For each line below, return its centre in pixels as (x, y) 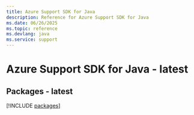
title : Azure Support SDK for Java (51, 12)
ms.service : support (32, 40)
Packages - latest (40, 91)
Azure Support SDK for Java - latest (97, 69)
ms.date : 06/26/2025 (32, 23)
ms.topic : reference (32, 28)
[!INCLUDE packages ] (33, 106)
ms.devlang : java (28, 34)
